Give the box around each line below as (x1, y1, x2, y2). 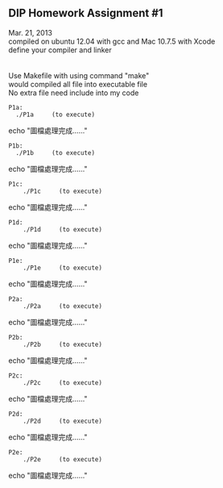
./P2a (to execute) (23, 302, 103, 310)
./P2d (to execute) (23, 417, 103, 425)
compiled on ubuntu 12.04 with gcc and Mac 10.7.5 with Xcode (8, 36, 216, 46)
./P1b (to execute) (15, 148, 95, 156)
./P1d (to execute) (23, 225, 103, 233)
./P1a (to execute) (15, 111, 95, 119)
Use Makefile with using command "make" (8, 70, 150, 80)
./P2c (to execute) (23, 378, 103, 386)
